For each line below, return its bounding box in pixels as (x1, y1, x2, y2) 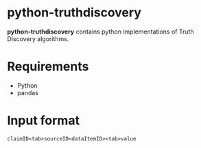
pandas (16, 88, 39, 97)
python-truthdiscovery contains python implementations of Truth (7, 27, 194, 36)
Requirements (7, 59, 89, 75)
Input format (7, 113, 80, 128)
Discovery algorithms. (7, 34, 69, 42)
